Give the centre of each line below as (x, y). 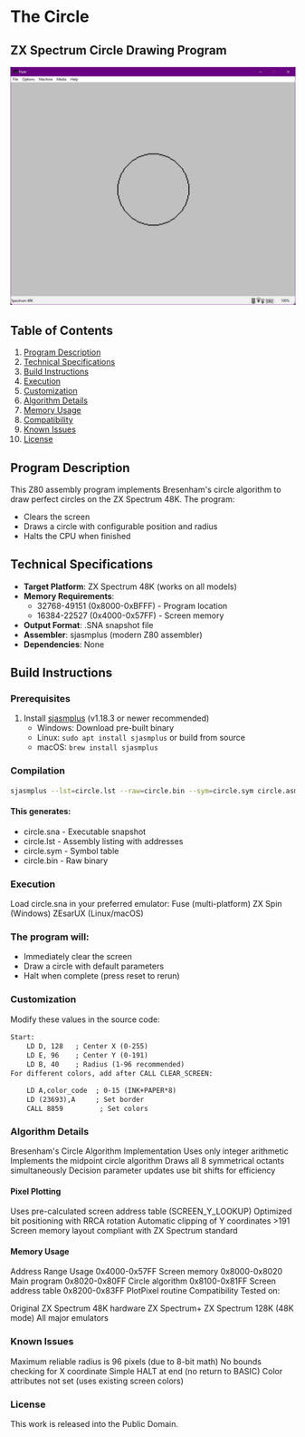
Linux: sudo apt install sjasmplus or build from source (141, 738)
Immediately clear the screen (77, 957)
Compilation (38, 771)
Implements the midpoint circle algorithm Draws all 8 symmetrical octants (147, 1161)
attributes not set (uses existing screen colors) (97, 1381)
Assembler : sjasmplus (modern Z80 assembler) (113, 635)
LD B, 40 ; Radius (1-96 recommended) (105, 1064)
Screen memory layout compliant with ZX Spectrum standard (124, 1231)
